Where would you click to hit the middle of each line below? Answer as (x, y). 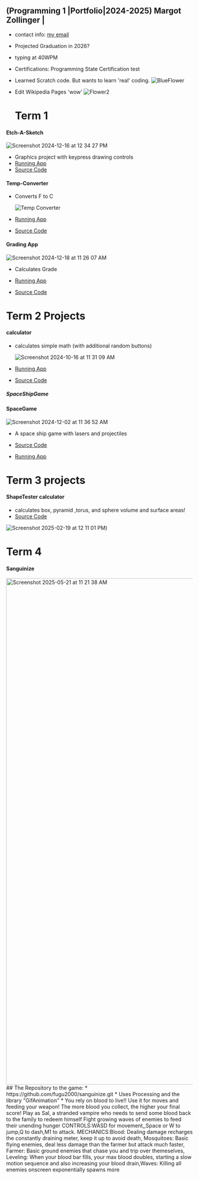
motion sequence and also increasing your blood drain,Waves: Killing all (94, 1164)
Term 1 (31, 115)
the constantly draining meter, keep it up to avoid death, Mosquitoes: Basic (97, 1138)
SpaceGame (22, 409)
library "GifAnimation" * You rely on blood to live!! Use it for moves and (92, 1101)
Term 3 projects (46, 480)
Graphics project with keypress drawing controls (74, 157)
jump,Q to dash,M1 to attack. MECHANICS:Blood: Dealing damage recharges (99, 1132)
